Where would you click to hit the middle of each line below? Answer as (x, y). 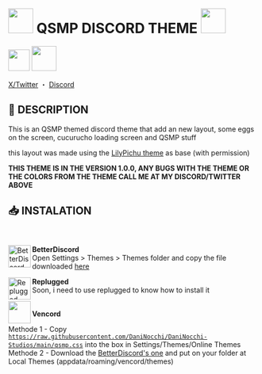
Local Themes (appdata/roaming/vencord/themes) (91, 361)
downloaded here (61, 266)
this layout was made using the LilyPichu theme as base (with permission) (129, 153)
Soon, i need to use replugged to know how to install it (121, 290)
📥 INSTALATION (50, 211)
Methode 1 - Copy (38, 329)
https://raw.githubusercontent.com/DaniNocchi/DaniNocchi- (108, 337)
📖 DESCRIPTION (48, 110)
